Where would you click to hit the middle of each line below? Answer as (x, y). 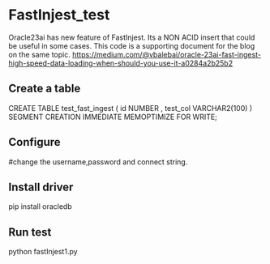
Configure (34, 142)
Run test (30, 232)
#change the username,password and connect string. (98, 162)
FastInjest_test (59, 15)
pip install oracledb (40, 207)
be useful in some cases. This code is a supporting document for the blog (132, 45)
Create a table (45, 89)
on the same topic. (40, 54)
